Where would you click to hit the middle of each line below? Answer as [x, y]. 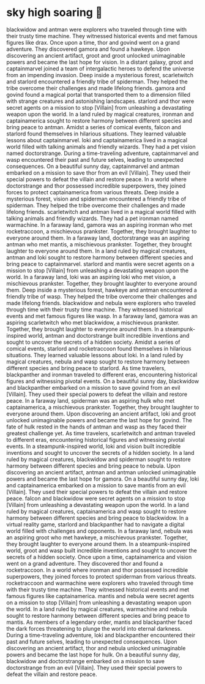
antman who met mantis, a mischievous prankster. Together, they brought [99, 244]
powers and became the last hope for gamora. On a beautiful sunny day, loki [103, 479]
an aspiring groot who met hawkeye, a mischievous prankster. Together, [97, 537]
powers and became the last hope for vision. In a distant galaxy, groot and [100, 62]
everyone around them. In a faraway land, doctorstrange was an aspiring [98, 238]
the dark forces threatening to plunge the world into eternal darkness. [94, 628]
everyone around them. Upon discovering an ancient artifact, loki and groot [101, 414]
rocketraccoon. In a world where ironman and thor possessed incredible [97, 570]
